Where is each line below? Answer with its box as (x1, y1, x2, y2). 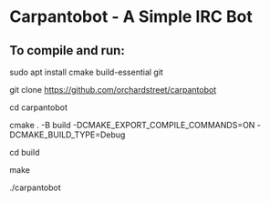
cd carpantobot (9, 102, 68, 113)
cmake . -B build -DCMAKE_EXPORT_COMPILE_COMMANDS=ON (9, 120, 255, 130)
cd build (9, 147, 40, 157)
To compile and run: (9, 43, 125, 58)
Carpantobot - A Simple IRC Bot (9, 6, 253, 27)
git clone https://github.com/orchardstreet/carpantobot (9, 85, 217, 95)
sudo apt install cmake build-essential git (9, 66, 164, 77)
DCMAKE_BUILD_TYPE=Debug (9, 129, 126, 140)
